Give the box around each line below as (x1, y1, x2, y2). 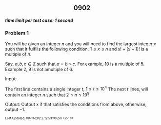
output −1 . (5, 107, 25, 112)
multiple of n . (5, 51, 32, 57)
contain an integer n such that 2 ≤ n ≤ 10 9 (5, 91, 90, 98)
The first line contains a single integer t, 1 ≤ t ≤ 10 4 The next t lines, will (5, 85, 148, 92)
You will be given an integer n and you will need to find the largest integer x (5, 41, 157, 47)
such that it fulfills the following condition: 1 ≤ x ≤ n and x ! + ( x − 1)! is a (5, 46, 148, 52)
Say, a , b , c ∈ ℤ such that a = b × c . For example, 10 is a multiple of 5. (5, 61, 145, 67)
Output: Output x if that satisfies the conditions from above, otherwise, (5, 102, 147, 107)
